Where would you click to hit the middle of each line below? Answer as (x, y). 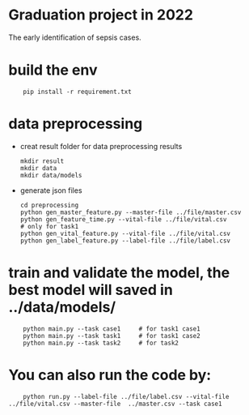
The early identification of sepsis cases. (75, 37)
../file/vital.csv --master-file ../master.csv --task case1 (115, 404)
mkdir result (42, 161)
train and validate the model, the (119, 272)
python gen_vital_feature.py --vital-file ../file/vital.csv (125, 233)
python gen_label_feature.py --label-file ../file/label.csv (125, 241)
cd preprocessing (49, 205)
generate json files (51, 190)
